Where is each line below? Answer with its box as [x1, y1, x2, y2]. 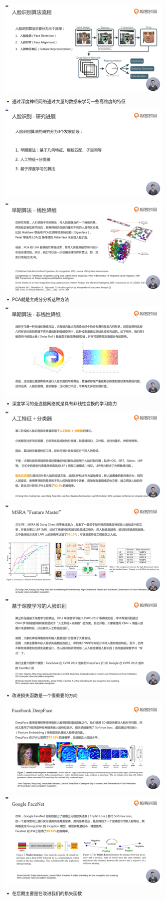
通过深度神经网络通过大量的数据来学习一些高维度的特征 [11, 98, 126, 104]
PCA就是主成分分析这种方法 [11, 296, 69, 302]
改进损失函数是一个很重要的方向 [11, 692, 78, 698]
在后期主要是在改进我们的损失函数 [11, 890, 82, 896]
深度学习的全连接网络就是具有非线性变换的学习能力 [11, 401, 117, 407]
